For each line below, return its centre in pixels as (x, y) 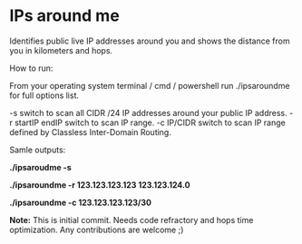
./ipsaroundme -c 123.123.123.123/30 (81, 202)
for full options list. (44, 95)
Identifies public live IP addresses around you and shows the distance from (150, 41)
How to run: (31, 68)
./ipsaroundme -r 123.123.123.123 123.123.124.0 (100, 185)
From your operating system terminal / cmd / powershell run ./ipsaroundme (150, 85)
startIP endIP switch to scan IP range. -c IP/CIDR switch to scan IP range (150, 122)
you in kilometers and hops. (61, 50)
